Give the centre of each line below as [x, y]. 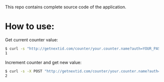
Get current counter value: [32, 40]
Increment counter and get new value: [43, 62]
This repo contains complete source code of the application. [66, 7]
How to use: [30, 27]
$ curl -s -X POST [24, 71]
